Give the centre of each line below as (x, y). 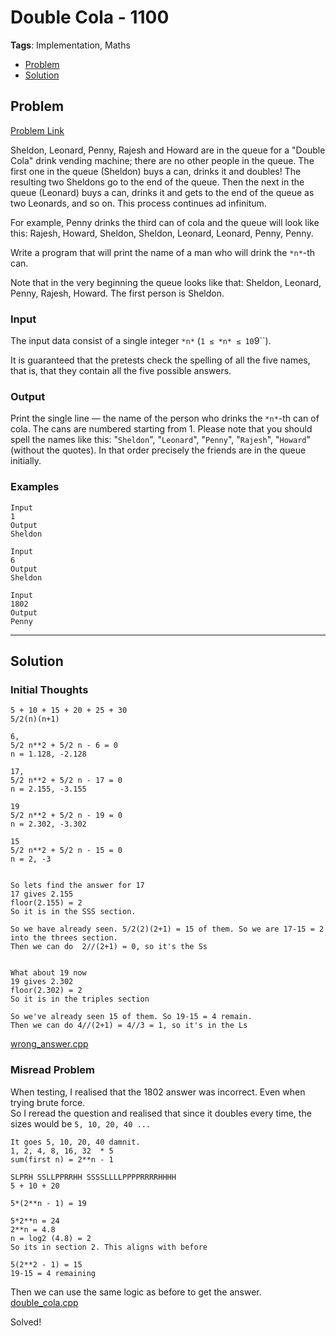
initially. (26, 461)
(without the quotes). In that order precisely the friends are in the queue (158, 450)
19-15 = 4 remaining (53, 1273)
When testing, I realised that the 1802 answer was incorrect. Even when (158, 1092)
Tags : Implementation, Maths (70, 45)
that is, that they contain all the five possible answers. (121, 371)
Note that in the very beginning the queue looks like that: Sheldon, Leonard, (166, 282)
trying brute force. (48, 1102)
